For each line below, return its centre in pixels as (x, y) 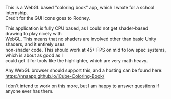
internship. (17, 13)
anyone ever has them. (29, 91)
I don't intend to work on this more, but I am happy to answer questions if (82, 86)
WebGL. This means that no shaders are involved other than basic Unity (81, 39)
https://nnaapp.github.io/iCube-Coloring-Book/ (55, 76)
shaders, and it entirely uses (35, 44)
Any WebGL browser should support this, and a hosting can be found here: (84, 70)
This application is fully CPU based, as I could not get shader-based (77, 28)
